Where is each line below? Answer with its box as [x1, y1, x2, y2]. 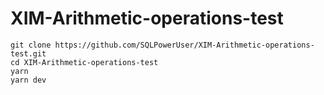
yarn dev [10, 75, 47, 85]
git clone [10, 40, 52, 50]
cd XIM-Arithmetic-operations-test [10, 57, 159, 67]
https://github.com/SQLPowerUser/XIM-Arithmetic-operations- [54, 40, 315, 50]
